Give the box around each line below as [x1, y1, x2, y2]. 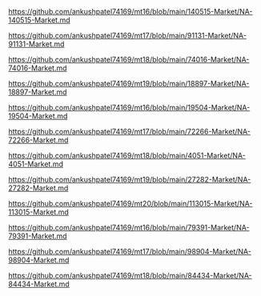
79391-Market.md [8, 231, 67, 241]
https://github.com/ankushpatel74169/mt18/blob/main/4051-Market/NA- [8, 151, 246, 160]
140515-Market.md [8, 15, 70, 25]
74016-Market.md [8, 63, 67, 73]
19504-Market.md [8, 111, 68, 121]
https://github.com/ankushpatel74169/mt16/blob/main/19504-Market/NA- [8, 103, 251, 112]
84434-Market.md [8, 279, 70, 289]
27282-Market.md [8, 183, 69, 193]
